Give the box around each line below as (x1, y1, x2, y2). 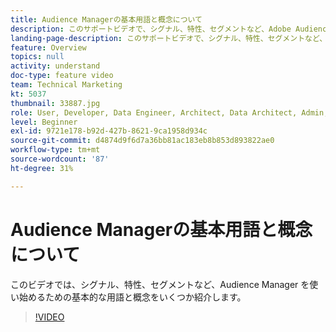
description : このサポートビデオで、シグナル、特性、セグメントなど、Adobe (10, 24, 292, 34)
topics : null (10, 52, 65, 62)
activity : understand (10, 61, 101, 71)
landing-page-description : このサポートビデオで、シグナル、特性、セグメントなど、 (10, 33, 328, 43)
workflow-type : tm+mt (10, 145, 101, 155)
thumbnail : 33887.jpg (10, 98, 101, 108)
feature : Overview (10, 42, 87, 53)
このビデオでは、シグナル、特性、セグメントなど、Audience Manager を (10, 278, 310, 290)
